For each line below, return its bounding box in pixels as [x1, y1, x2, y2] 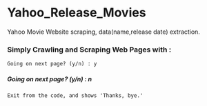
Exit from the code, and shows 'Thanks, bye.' [7, 92, 144, 99]
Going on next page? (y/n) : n [7, 74, 92, 83]
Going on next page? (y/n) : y [7, 61, 97, 67]
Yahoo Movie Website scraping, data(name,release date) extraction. [7, 28, 200, 36]
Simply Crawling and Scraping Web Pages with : [7, 45, 172, 54]
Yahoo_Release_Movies [7, 5, 146, 21]
